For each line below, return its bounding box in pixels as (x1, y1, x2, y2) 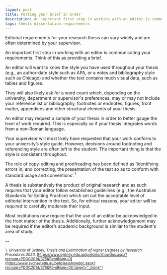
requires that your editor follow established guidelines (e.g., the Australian (5, 187, 157, 193)
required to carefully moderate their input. (5, 203, 91, 209)
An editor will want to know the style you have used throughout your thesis (5, 65, 159, 70)
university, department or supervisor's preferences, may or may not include (5, 95, 160, 101)
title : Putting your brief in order (5, 12, 81, 17)
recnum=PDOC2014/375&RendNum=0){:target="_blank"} (5, 265, 103, 270)
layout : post (5, 7, 32, 12)
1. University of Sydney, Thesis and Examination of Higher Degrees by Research (5, 248, 142, 253)
